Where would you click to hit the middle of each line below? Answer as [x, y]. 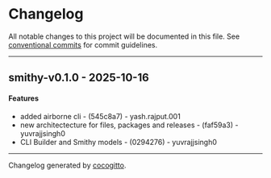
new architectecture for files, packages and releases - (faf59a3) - [129, 125]
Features [23, 98]
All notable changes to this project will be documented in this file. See [124, 36]
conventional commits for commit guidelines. [83, 44]
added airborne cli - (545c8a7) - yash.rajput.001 [100, 116]
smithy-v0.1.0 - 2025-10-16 [79, 78]
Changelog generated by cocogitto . [67, 165]
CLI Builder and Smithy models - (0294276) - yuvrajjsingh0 [119, 142]
